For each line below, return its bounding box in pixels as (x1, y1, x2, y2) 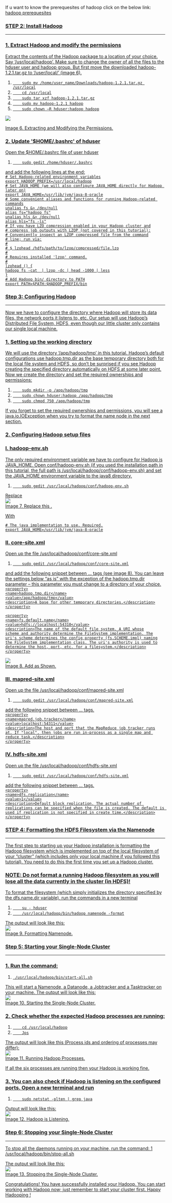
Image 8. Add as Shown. (5, 663, 56, 669)
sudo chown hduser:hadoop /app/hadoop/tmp (22, 393, 113, 398)
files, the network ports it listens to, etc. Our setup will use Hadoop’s (5, 315, 148, 321)
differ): (5, 1045, 19, 1051)
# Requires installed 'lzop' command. (5, 254, 87, 259)
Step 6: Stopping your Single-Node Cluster (5, 1129, 113, 1136)
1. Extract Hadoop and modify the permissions (5, 42, 122, 49)
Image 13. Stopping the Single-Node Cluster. (5, 1171, 98, 1177)
